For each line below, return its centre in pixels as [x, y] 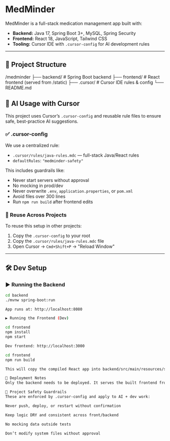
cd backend [17, 295]
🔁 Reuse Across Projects [36, 215]
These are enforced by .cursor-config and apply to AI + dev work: [78, 397]
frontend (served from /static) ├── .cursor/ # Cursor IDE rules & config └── [84, 82]
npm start [16, 337]
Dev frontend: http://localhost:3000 [45, 346]
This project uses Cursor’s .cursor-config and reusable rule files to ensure [83, 116]
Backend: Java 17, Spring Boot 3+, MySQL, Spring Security [74, 33]
